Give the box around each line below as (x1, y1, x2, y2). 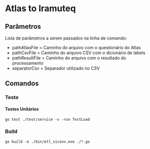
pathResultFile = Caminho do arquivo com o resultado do (12, 55, 126, 61)
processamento (12, 60, 44, 66)
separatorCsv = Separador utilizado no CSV (12, 65, 100, 71)
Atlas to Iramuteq (5, 3, 76, 14)
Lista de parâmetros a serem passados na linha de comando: (5, 35, 127, 41)
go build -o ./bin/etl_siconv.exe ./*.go (5, 139, 90, 144)
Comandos (5, 79, 39, 88)
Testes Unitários (5, 106, 39, 112)
